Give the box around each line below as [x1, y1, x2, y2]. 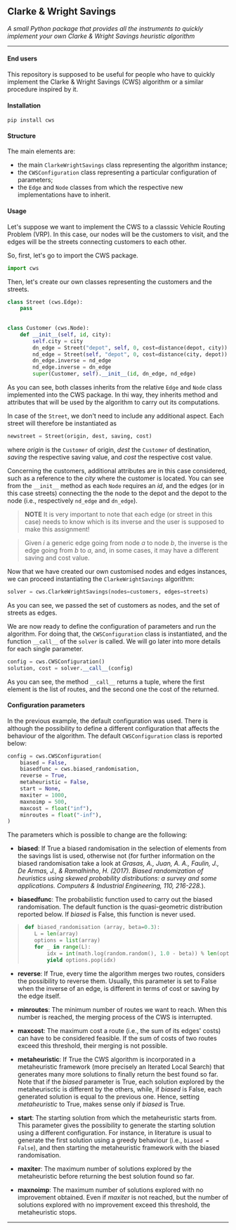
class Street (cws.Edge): [7, 298, 83, 305]
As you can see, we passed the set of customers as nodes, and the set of [7, 601, 220, 609]
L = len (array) [34, 930, 79, 937]
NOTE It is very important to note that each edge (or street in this [24, 510, 213, 518]
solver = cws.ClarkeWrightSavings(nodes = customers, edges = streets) [7, 588, 209, 595]
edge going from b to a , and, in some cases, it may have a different [24, 546, 219, 554]
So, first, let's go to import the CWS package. [7, 251, 138, 260]
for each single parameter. [7, 644, 84, 653]
